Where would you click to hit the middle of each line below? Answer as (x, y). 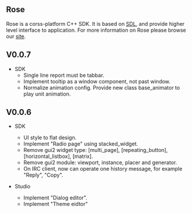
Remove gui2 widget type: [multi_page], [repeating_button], (96, 150)
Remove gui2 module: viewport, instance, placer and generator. (100, 163)
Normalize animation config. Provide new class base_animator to (102, 87)
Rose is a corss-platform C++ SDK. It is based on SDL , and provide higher (95, 23)
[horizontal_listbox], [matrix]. (58, 156)
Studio (22, 187)
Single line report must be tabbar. (64, 75)
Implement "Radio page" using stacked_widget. (81, 144)
